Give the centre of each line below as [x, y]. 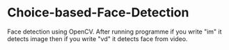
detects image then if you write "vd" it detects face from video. [97, 38]
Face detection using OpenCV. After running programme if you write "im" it [114, 32]
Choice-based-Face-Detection [98, 13]
